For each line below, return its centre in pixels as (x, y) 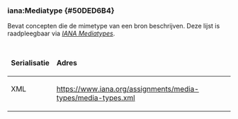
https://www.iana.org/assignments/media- (128, 89)
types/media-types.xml (96, 98)
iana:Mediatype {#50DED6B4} (61, 11)
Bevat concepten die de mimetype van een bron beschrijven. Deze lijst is (114, 26)
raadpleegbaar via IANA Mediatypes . (61, 33)
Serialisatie (30, 63)
